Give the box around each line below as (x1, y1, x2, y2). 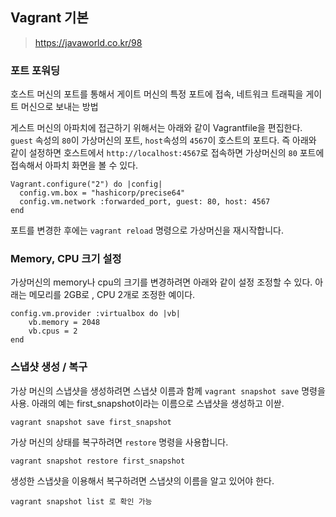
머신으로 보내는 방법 (20, 101, 99, 113)
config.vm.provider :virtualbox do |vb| (10, 309, 182, 319)
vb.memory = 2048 (28, 318, 101, 328)
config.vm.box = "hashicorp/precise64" (19, 188, 186, 198)
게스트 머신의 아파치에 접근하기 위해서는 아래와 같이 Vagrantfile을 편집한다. (10, 122, 303, 134)
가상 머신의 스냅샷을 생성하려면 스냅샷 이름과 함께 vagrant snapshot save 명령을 (10, 384, 326, 397)
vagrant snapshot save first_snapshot (10, 417, 172, 427)
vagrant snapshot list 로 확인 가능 (10, 496, 153, 507)
